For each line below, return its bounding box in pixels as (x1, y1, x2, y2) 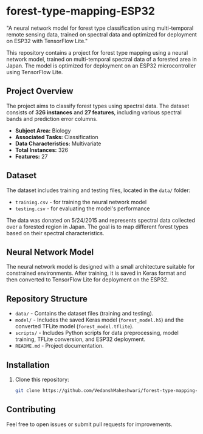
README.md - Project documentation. (15, 342, 105, 350)
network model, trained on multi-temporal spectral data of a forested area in (6, 55, 198, 63)
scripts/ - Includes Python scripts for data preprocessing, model (15, 329, 179, 337)
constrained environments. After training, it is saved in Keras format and (6, 269, 187, 277)
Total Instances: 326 (15, 146, 69, 153)
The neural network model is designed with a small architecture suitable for (6, 263, 195, 270)
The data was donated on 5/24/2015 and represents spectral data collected (6, 216, 196, 224)
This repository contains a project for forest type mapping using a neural (6, 49, 188, 56)
